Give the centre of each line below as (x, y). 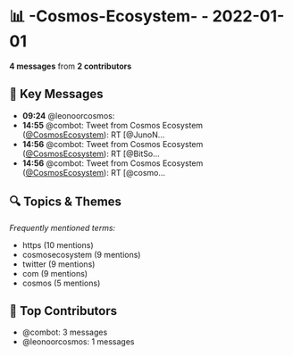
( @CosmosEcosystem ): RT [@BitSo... (91, 153)
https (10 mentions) (58, 244)
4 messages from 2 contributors (71, 66)
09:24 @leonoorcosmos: (68, 115)
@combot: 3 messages (65, 332)
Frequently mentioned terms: (63, 228)
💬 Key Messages (57, 94)
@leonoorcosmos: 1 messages (79, 342)
